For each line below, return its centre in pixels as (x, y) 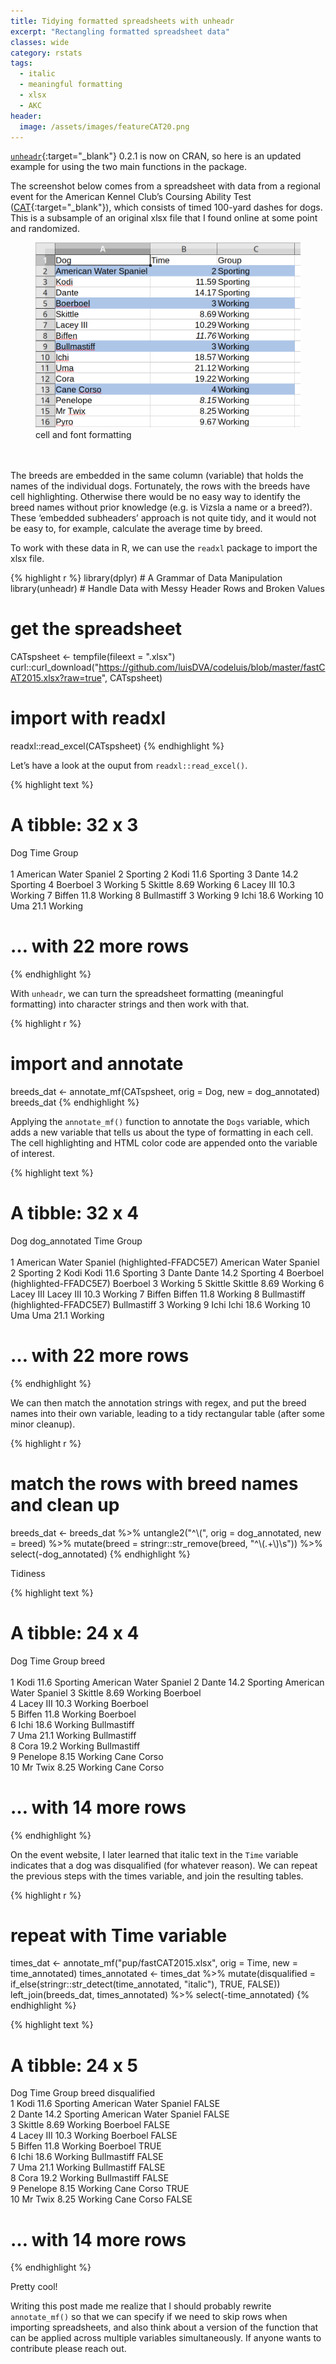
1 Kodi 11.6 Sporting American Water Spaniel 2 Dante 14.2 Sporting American (167, 1682)
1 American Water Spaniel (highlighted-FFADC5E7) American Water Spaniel (165, 1262)
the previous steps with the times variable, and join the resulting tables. (157, 1876)
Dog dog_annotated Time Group (76, 1241)
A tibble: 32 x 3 (74, 825)
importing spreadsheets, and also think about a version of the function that (164, 2327)
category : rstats (46, 53)
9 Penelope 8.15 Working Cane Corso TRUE (100, 2189)
